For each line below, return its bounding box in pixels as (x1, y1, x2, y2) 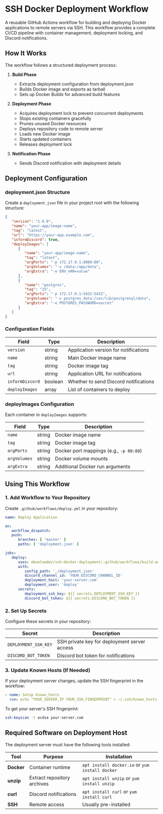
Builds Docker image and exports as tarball (19, 86, 106, 92)
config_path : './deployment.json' (24, 568, 95, 573)
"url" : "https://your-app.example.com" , (11, 232, 95, 237)
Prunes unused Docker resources (19, 120, 86, 126)
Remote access (29, 801, 65, 808)
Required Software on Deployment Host (5, 729, 128, 737)
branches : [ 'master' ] (17, 537, 66, 542)
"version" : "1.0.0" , (11, 219, 53, 224)
